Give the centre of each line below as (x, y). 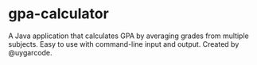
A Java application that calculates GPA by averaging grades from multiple (128, 36)
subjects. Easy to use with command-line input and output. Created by (124, 44)
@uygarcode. (31, 52)
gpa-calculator (58, 14)
